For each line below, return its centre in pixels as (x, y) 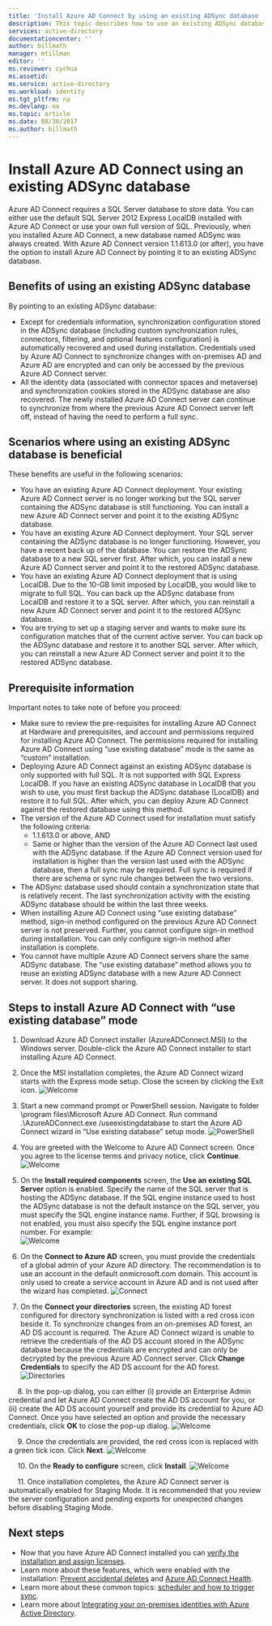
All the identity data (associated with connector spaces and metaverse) (139, 382)
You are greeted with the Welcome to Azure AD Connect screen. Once (137, 1147)
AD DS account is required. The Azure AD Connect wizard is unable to (137, 1332)
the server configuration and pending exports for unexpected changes (126, 1499)
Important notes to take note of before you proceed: (95, 708)
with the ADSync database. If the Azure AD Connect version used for (147, 852)
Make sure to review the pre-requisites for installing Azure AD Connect (138, 723)
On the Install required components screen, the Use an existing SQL (136, 1180)
